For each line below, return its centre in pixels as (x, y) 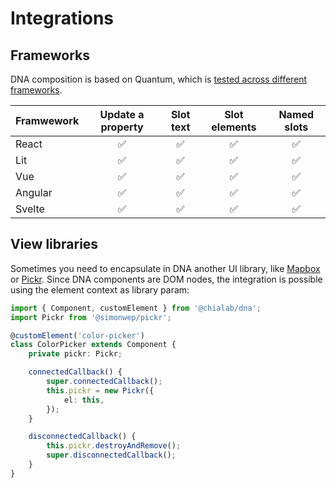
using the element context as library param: (100, 289)
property (122, 127)
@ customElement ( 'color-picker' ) (77, 335)
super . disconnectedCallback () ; (111, 455)
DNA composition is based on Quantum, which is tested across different (159, 79)
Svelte (30, 209)
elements (234, 127)
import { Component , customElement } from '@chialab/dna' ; (136, 308)
